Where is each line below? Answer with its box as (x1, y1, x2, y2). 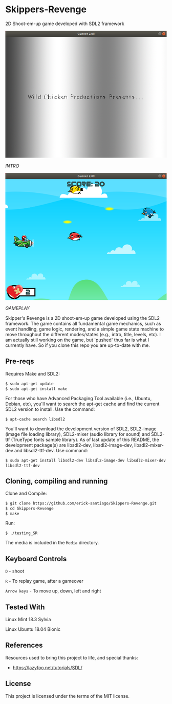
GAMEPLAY (5, 305, 30, 311)
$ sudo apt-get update (5, 381, 54, 386)
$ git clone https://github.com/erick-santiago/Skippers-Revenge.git (5, 501, 157, 506)
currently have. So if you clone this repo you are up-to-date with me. (5, 342, 150, 348)
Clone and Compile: (5, 490, 47, 497)
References (5, 641, 43, 650)
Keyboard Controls (5, 554, 67, 563)
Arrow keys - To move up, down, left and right (5, 588, 101, 594)
